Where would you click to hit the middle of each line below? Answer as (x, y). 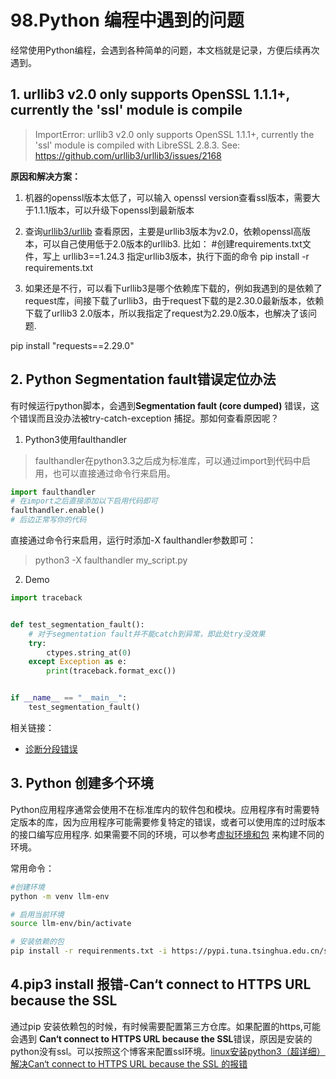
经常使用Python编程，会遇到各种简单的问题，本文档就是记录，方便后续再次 (165, 50)
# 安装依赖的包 (37, 942)
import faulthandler (53, 492)
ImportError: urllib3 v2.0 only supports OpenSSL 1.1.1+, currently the (174, 134)
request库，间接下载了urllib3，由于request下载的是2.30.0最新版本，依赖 (174, 300)
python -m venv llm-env (60, 896)
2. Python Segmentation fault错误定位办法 (143, 379)
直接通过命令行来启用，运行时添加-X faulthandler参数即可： (133, 540)
